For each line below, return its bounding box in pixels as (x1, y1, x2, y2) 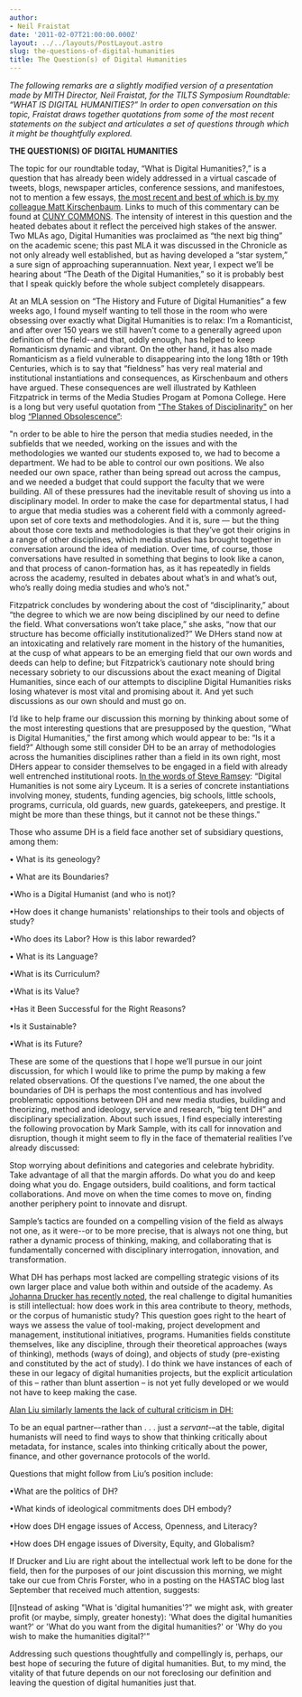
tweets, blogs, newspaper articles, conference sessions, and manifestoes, (9, 183, 286, 192)
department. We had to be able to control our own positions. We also (9, 457, 265, 468)
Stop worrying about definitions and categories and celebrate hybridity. (9, 1160, 275, 1170)
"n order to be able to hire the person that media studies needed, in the (9, 428, 273, 439)
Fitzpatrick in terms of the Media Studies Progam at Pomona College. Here (9, 392, 287, 402)
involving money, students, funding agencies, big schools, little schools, (9, 790, 277, 801)
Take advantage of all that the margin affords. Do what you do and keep (9, 1169, 276, 1180)
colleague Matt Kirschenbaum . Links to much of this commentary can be (9, 202, 279, 212)
